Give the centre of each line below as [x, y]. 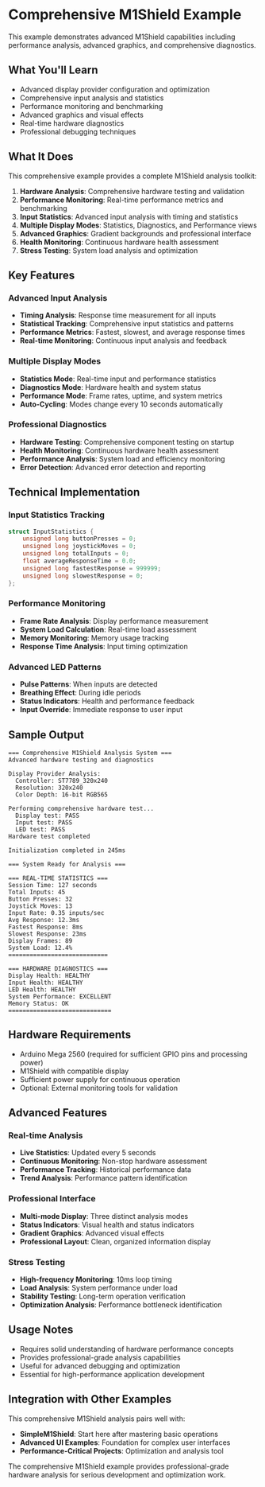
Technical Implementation [74, 492]
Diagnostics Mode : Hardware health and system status [110, 387]
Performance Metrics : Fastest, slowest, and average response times [132, 333]
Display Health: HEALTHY [49, 975]
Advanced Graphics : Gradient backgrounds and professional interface [135, 233]
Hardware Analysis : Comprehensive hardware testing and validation [132, 191]
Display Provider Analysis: [55, 773]
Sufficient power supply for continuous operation [100, 1079]
